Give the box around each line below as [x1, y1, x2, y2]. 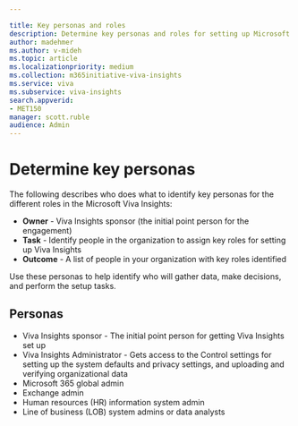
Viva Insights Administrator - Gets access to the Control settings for [21, 349, 272, 360]
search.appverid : [9, 96, 74, 105]
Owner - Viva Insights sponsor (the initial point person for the [21, 216, 250, 226]
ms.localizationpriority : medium [9, 63, 134, 72]
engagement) [21, 226, 72, 236]
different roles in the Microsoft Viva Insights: [9, 199, 173, 209]
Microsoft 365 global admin [21, 378, 124, 388]
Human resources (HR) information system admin [21, 396, 205, 407]
